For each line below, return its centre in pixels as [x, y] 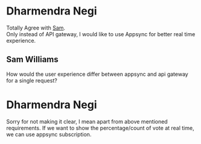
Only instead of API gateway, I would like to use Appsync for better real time [101, 34]
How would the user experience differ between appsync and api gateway [97, 74]
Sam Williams [32, 59]
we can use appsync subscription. [49, 134]
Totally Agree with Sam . [36, 28]
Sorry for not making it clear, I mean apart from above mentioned [87, 121]
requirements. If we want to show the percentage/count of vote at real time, [100, 128]
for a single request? [32, 80]
